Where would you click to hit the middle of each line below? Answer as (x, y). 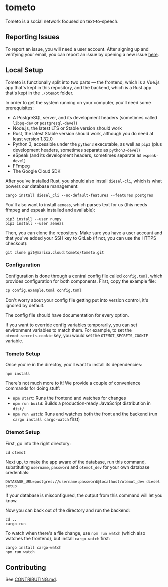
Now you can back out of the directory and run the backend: (68, 510)
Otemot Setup (23, 432)
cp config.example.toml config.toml (43, 290)
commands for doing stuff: (33, 388)
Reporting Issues (32, 37)
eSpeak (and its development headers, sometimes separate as (77, 155)
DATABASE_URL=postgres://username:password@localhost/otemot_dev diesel (83, 482)
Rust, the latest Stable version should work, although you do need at (83, 133)
